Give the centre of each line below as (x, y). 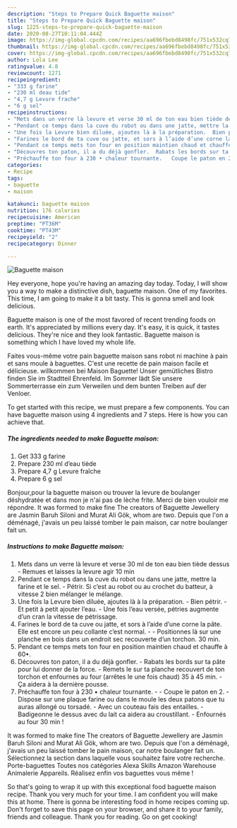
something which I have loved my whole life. (72, 342)
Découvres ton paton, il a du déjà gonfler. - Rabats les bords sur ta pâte (121, 662)
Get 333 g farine (41, 456)
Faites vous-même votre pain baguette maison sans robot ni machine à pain (117, 356)
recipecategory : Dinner (42, 244)
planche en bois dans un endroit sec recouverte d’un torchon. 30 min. (119, 639)
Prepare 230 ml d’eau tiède (57, 464)
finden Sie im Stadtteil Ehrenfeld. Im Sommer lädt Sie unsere (95, 378)
